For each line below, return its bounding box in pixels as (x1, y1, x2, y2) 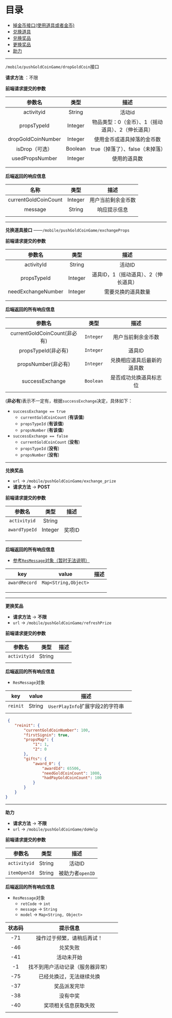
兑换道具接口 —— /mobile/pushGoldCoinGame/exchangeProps (5, 227, 130, 233)
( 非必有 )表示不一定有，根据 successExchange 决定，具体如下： (5, 398, 133, 404)
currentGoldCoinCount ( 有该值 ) (20, 414, 84, 420)
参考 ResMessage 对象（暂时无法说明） (12, 557, 90, 563)
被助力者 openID (58, 870, 95, 877)
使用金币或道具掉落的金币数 (94, 136, 161, 143)
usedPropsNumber (11, 155, 57, 162)
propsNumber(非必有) (17, 360, 71, 367)
